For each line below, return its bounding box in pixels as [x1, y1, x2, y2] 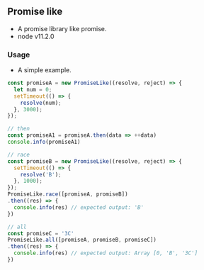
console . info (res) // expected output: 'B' [13, 203, 144, 211]
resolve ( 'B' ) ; [20, 171, 62, 178]
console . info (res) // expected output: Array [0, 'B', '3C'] [13, 249, 198, 257]
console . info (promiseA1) [7, 138, 81, 146]
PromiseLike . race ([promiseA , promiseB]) [7, 191, 129, 198]
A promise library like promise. [17, 24, 107, 33]
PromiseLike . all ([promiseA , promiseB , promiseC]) [7, 237, 157, 244]
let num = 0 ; [13, 86, 52, 93]
